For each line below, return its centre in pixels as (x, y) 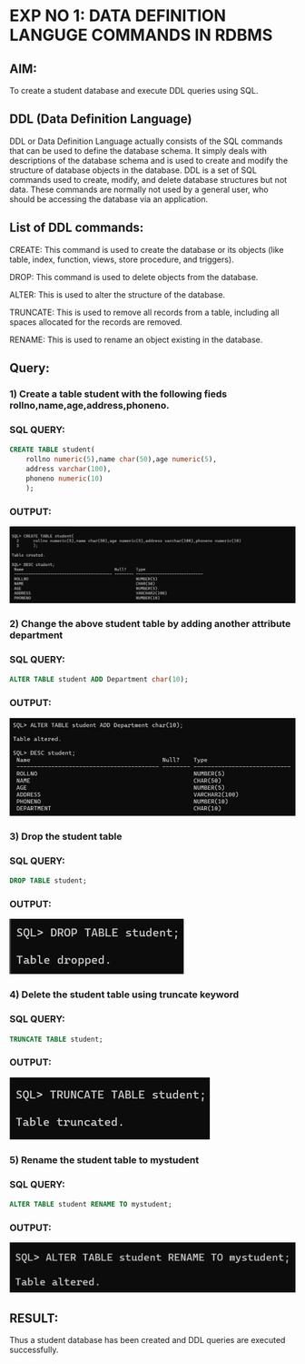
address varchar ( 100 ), (69, 469)
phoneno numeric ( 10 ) (64, 479)
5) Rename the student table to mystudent (104, 1159)
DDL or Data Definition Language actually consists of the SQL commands (146, 141)
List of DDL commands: (77, 228)
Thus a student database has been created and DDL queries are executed (148, 1340)
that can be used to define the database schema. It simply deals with (138, 150)
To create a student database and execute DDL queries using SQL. (134, 91)
